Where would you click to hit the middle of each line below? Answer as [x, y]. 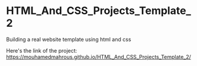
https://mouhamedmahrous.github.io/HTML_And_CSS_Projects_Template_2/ [98, 57]
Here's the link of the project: [42, 50]
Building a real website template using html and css [69, 39]
